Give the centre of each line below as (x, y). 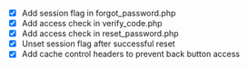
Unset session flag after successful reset (98, 44)
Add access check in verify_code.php (92, 24)
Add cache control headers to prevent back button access (130, 54)
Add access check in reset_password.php (100, 34)
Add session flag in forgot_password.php (99, 13)
